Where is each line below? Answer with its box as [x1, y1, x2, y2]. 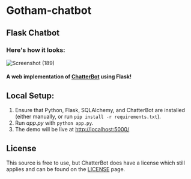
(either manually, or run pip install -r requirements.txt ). [14, 113, 161, 121]
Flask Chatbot [6, 28, 60, 38]
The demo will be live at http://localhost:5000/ [14, 126, 130, 133]
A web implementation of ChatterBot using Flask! [6, 73, 132, 80]
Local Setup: [6, 90, 55, 101]
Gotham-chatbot [6, 4, 92, 17]
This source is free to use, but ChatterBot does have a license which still [6, 159, 185, 166]
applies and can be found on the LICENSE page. [6, 166, 126, 173]
